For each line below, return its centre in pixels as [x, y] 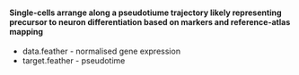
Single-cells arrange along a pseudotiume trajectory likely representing [145, 12]
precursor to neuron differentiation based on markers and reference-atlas [150, 21]
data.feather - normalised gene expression [101, 51]
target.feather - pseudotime [74, 61]
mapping [26, 31]
